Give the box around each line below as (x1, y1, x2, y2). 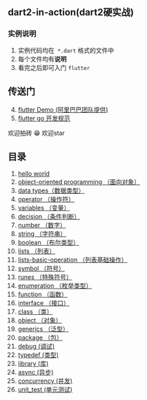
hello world (17, 170, 50, 178)
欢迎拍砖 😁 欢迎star (8, 129, 65, 137)
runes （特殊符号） (17, 273, 73, 282)
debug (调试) (17, 342, 55, 351)
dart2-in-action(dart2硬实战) (8, 6, 134, 19)
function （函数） (17, 290, 68, 299)
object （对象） (17, 316, 62, 325)
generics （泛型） (17, 325, 70, 334)
